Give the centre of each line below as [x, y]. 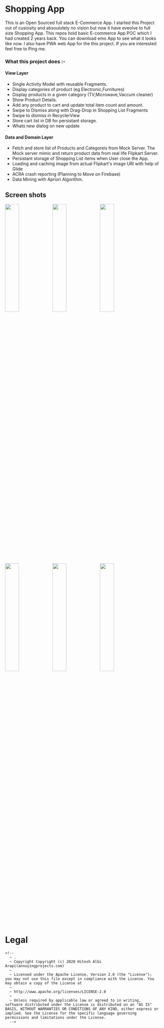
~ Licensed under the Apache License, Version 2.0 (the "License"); [81, 975]
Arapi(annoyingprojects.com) [35, 966]
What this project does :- [35, 61]
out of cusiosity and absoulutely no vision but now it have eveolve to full [78, 28]
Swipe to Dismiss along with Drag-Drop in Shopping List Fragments [80, 110]
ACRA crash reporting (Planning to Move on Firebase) [66, 174]
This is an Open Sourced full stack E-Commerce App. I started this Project [80, 23]
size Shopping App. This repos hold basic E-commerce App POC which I [78, 33]
